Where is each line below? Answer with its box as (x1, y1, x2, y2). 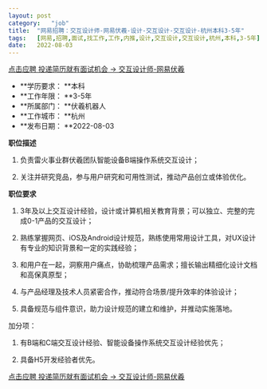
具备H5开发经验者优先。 (19, 355, 100, 364)
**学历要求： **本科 (19, 81, 85, 91)
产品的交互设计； (37, 216, 94, 226)
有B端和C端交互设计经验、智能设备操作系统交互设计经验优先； (19, 338, 226, 347)
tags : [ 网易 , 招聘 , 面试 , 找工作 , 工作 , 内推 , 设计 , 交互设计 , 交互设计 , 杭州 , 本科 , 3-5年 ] (8, 34, 261, 42)
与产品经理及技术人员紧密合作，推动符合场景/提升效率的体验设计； (19, 287, 239, 296)
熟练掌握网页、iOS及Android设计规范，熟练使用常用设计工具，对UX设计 (19, 233, 257, 243)
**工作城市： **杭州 (19, 111, 85, 121)
